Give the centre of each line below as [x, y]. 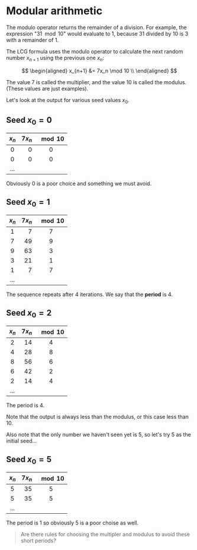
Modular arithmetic [54, 11]
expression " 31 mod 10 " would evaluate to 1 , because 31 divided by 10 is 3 [97, 33]
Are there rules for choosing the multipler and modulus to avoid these [105, 535]
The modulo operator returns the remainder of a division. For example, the [96, 27]
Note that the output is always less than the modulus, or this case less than [98, 417]
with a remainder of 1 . [33, 40]
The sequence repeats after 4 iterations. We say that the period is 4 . [90, 294]
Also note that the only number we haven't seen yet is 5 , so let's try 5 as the [98, 435]
